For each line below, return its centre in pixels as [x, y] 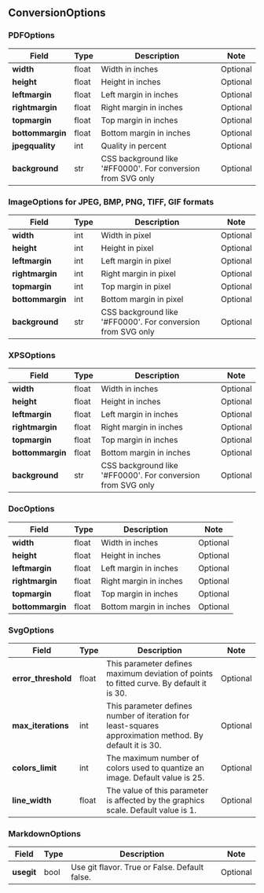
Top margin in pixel [136, 286]
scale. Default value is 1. [151, 810]
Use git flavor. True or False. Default [137, 867]
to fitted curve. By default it [156, 683]
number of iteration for [148, 715]
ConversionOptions [57, 13]
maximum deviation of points [159, 673]
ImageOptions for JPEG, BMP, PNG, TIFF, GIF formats [111, 201]
